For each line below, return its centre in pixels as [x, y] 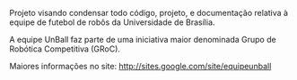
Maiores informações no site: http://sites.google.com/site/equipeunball [140, 66]
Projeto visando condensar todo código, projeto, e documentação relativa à [149, 13]
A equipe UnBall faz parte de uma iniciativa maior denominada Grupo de [143, 40]
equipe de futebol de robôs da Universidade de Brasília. [112, 22]
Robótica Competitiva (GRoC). [65, 49]
